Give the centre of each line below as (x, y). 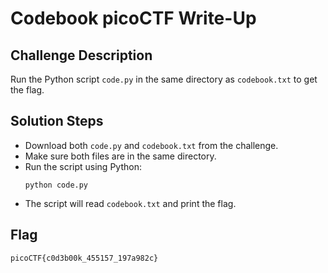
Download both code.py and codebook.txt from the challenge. (151, 145)
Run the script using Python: (83, 166)
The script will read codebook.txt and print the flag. (130, 203)
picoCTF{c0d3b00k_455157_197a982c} (84, 258)
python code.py (56, 185)
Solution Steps (57, 121)
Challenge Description (81, 55)
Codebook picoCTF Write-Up (133, 18)
